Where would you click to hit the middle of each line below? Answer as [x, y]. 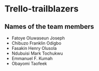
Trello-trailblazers [41, 9]
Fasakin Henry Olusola [34, 48]
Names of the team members [49, 27]
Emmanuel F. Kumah [32, 58]
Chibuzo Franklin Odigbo [36, 43]
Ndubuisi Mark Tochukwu [37, 53]
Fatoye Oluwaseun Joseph [38, 38]
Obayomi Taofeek [29, 64]
